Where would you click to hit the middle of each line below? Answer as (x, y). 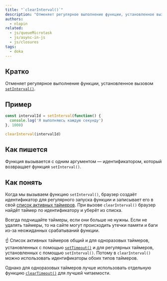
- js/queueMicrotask (31, 33)
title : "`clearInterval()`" (34, 10)
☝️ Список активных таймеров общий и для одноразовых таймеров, (77, 240)
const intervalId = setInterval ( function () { (53, 116)
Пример (18, 104)
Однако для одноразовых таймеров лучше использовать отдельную (78, 268)
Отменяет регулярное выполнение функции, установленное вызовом (79, 84)
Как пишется (26, 150)
